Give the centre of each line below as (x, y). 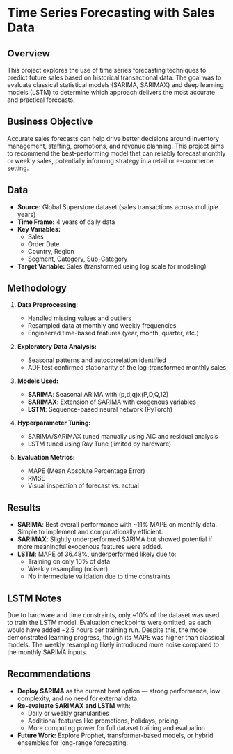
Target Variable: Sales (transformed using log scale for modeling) (112, 266)
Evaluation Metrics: (46, 458)
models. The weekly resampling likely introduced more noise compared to (113, 645)
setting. (18, 168)
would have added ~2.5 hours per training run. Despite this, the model (107, 630)
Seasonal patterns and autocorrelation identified (97, 360)
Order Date (43, 244)
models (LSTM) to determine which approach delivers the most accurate (111, 92)
